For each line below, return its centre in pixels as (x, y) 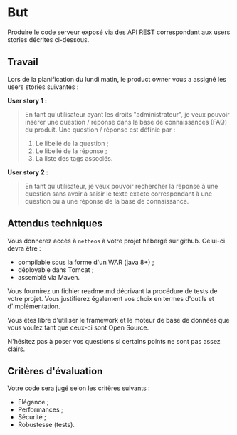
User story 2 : (28, 172)
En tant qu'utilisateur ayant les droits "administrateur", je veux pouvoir (127, 114)
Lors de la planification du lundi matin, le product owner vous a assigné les (117, 79)
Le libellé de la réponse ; (72, 151)
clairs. (16, 349)
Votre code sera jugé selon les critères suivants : (79, 388)
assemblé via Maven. (49, 277)
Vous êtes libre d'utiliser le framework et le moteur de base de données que (118, 320)
